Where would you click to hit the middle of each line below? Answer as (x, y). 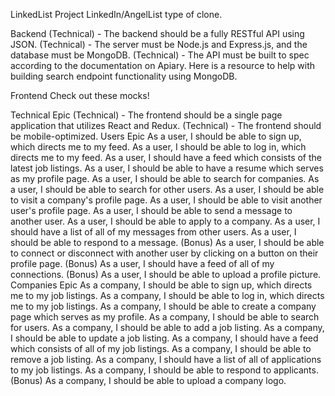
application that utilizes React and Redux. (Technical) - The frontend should (166, 125)
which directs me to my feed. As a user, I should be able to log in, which (158, 147)
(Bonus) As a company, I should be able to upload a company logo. (148, 380)
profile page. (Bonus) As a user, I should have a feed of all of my (142, 263)
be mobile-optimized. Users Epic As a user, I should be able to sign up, (156, 136)
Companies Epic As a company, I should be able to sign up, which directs (161, 285)
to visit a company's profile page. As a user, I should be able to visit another (166, 200)
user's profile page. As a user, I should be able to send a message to (151, 210)
